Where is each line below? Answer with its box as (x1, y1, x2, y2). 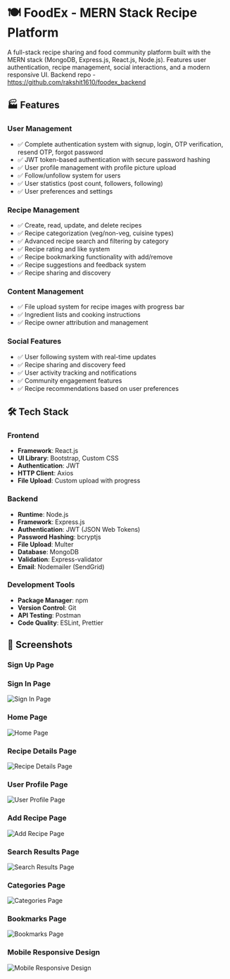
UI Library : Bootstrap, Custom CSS (17, 454, 119, 463)
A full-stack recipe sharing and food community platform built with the (7, 48, 211, 56)
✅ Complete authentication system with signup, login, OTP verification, (17, 139, 224, 148)
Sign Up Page (7, 660, 54, 670)
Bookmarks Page (7, 914, 67, 924)
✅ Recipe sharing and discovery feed (17, 360, 126, 369)
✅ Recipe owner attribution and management (17, 318, 149, 327)
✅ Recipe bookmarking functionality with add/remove (17, 252, 173, 261)
